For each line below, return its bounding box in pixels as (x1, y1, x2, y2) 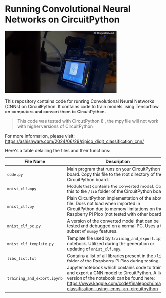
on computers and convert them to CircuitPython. (5, 109, 106, 114)
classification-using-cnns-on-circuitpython (66, 286, 158, 292)
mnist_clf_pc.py (7, 224, 41, 229)
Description (105, 159, 130, 165)
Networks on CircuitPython (5, 14, 120, 25)
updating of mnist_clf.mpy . (66, 246, 122, 252)
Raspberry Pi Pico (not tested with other (66, 211, 148, 217)
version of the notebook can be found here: (66, 275, 155, 281)
